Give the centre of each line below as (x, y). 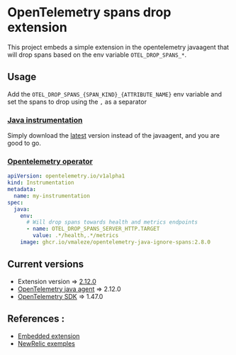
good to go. (24, 143)
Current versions (46, 264)
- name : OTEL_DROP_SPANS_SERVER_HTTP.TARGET (93, 229)
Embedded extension (49, 336)
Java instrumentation (45, 120)
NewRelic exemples (46, 343)
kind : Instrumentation (41, 183)
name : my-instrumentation (52, 196)
